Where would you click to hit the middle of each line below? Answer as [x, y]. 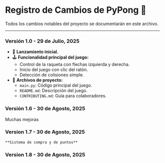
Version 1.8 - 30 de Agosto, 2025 [45, 155]
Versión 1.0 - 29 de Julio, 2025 [42, 41]
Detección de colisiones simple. [52, 75]
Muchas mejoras [22, 119]
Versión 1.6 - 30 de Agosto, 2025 [45, 109]
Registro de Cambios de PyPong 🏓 [76, 10]
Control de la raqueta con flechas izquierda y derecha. [75, 65]
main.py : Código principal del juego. [56, 85]
